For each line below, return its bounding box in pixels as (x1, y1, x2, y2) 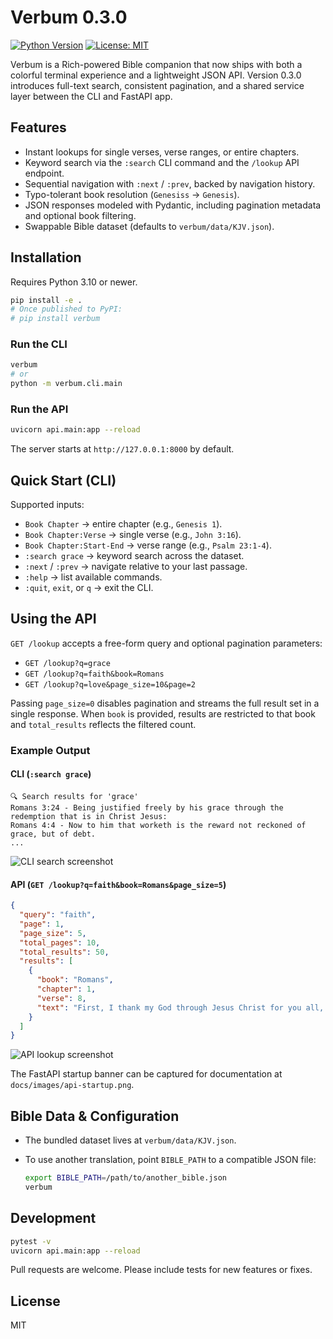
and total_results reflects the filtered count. (10, 718, 197, 730)
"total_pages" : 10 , (19, 937, 101, 948)
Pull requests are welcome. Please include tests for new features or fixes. (10, 1264, 313, 1276)
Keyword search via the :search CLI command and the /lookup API (24, 156, 300, 168)
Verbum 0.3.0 (10, 6, 128, 29)
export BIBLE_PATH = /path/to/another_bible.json (24, 1173, 227, 1183)
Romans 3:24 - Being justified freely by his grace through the (10, 803, 284, 813)
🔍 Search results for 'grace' (10, 792, 139, 802)
